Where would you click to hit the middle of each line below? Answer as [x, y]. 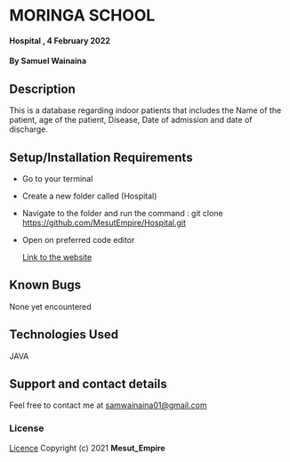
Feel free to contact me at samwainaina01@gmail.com [108, 405]
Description [42, 89]
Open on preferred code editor [78, 240]
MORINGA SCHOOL [82, 16]
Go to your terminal [57, 178]
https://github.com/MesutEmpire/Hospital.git [104, 223]
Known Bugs [45, 285]
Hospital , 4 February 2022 [60, 40]
